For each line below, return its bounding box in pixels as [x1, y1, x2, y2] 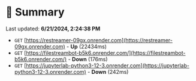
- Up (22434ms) [66, 43, 107, 50]
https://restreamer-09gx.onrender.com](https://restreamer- [26, 36, 173, 43]
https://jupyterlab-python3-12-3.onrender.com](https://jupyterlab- [26, 62, 190, 69]
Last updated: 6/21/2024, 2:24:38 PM [5, 25, 101, 32]
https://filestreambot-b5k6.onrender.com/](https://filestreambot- [26, 49, 186, 56]
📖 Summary [5, 5, 65, 19]
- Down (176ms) [68, 55, 108, 63]
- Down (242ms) [87, 68, 129, 75]
